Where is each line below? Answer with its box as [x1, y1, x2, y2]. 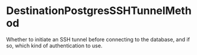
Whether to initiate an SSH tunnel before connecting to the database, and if [6, 36, 190, 43]
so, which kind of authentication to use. [6, 42, 103, 49]
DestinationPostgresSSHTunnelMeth [6, 4, 192, 18]
